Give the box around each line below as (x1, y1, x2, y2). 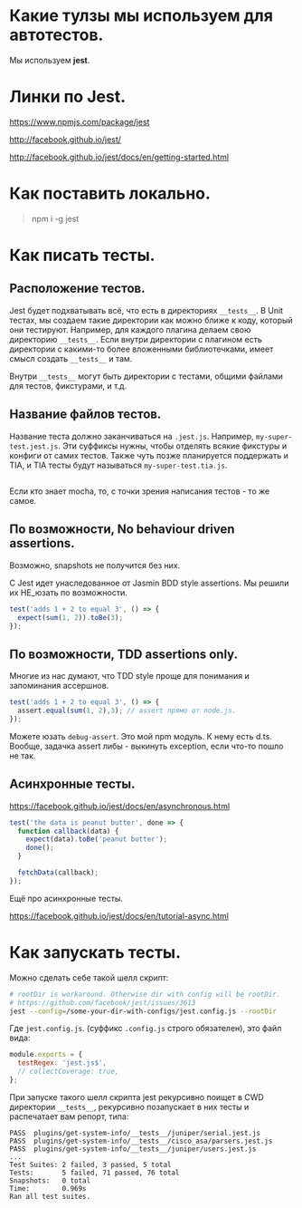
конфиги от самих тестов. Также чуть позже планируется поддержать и (9, 449, 289, 460)
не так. (9, 749, 36, 761)
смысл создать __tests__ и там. (9, 353, 133, 363)
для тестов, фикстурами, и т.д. (9, 380, 127, 391)
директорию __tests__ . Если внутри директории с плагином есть (9, 333, 262, 344)
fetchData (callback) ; (17, 868, 99, 877)
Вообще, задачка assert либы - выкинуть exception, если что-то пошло (9, 740, 284, 751)
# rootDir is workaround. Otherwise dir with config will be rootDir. (9, 990, 281, 999)
